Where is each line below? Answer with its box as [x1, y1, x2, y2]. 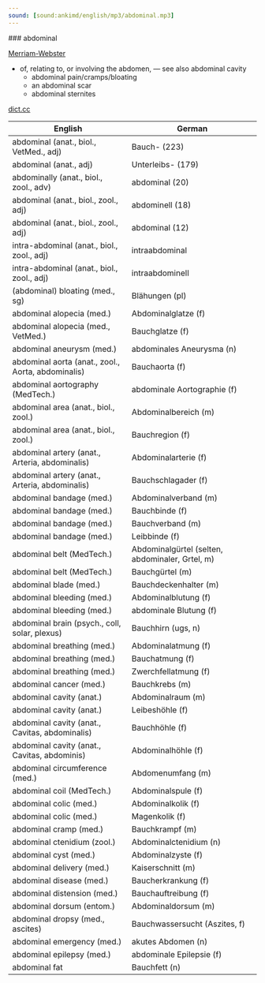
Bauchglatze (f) [131, 325, 189, 336]
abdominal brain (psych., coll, [12, 617, 121, 628]
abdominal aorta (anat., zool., [12, 356, 121, 367]
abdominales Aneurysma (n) [131, 343, 237, 354]
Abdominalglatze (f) [131, 308, 206, 319]
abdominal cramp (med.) [12, 824, 104, 835]
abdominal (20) [131, 177, 189, 188]
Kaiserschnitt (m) [131, 862, 196, 873]
